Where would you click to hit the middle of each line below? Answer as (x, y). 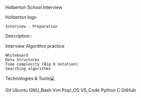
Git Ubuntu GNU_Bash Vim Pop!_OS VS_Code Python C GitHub (70, 90)
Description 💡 (19, 36)
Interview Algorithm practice (35, 46)
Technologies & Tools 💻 (30, 78)
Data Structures (22, 60)
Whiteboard (17, 55)
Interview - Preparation (31, 26)
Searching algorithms (28, 69)
